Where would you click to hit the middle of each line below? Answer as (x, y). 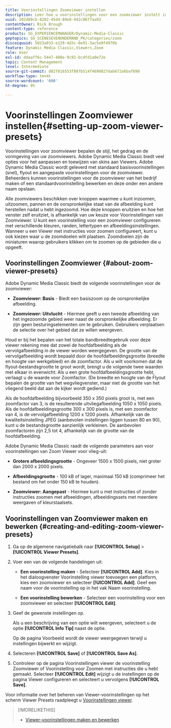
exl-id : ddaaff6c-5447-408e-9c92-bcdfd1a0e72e (55, 57)
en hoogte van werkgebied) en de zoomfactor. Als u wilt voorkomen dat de (84, 361)
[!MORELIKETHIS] (36, 710)
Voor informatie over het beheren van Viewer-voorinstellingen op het (77, 695)
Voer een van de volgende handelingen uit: (58, 562)
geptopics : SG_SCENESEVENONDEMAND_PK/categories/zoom (64, 39)
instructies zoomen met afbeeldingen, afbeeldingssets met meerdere (85, 497)
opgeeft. (14, 247)
